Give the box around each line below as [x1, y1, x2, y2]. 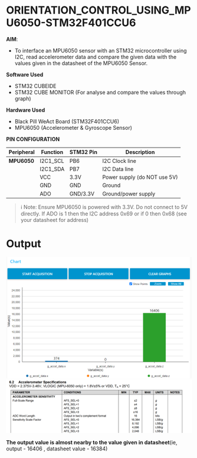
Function [41, 149, 64, 156]
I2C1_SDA [40, 165, 65, 172]
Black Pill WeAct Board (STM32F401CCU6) [14, 117, 120, 125]
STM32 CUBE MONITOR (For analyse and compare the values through [14, 89, 186, 96]
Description [125, 149, 155, 156]
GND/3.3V [69, 190, 95, 197]
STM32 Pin [69, 149, 97, 156]
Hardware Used [6, 106, 45, 113]
